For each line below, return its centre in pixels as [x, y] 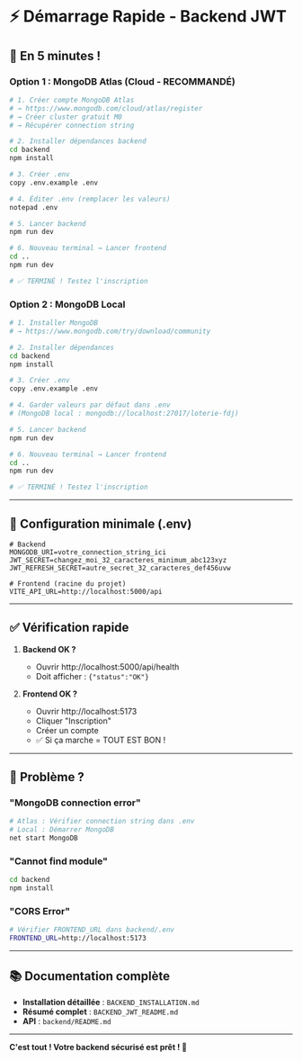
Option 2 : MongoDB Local [67, 304]
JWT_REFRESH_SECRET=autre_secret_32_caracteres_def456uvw [120, 568]
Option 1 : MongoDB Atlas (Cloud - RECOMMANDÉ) [122, 81]
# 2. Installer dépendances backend [78, 141]
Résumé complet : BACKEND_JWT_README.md [100, 1012]
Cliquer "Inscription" [74, 721]
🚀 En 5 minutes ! [55, 55]
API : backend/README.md [67, 1021]
